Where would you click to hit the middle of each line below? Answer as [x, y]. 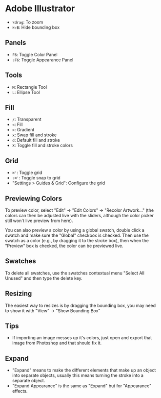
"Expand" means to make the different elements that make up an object [84, 370]
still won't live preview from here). [39, 221]
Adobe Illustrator [40, 9]
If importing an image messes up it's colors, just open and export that [82, 338]
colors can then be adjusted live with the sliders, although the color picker [79, 215]
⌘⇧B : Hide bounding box [36, 27]
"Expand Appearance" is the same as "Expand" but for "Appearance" [82, 386]
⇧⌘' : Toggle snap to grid [36, 178]
